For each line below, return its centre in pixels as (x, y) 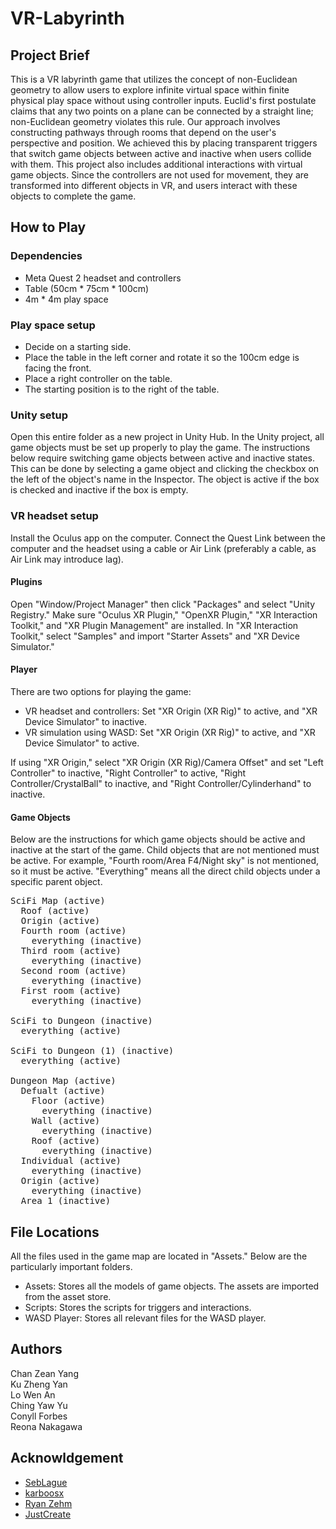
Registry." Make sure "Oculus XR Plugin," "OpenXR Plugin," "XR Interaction (164, 614)
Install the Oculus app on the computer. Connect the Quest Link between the (168, 538)
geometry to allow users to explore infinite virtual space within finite (150, 90)
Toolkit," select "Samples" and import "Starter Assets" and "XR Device (155, 636)
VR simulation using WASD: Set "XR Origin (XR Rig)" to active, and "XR (170, 732)
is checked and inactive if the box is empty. (99, 490)
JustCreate (48, 1514)
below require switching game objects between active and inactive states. (163, 458)
